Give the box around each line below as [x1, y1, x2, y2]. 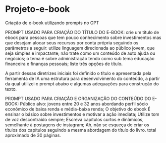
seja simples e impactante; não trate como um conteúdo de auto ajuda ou [5, 50, 155, 56]
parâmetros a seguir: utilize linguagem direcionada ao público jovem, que [5, 45, 155, 51]
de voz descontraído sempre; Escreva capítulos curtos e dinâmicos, [5, 116, 144, 122]
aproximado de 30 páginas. [5, 132, 61, 138]
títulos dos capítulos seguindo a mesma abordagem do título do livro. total [5, 127, 157, 133]
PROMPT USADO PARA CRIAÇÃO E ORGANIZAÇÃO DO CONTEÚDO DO [5, 95, 151, 102]
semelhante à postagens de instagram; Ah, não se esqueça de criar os [5, 122, 150, 128]
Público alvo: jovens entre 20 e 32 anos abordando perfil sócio [19, 101, 148, 107]
